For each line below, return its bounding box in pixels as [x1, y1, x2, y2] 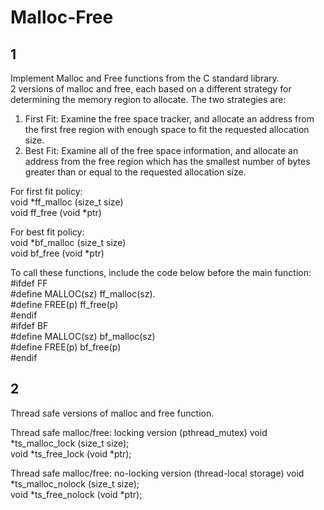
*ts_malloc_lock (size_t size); [10, 437, 130, 449]
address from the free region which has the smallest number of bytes [24, 156, 311, 167]
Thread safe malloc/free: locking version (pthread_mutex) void [10, 426, 268, 438]
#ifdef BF [10, 320, 49, 331]
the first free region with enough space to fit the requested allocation [24, 124, 310, 135]
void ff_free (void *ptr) [10, 207, 102, 218]
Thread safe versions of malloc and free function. [10, 407, 215, 419]
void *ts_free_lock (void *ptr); [10, 447, 132, 460]
